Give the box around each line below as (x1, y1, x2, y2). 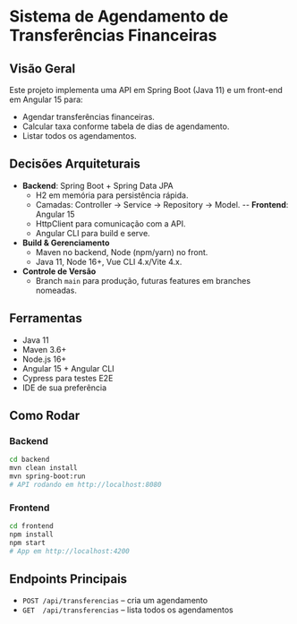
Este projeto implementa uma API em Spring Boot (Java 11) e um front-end (9, 85, 284, 95)
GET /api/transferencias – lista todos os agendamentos (21, 604, 234, 615)
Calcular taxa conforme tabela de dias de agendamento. (21, 121, 230, 132)
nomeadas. (35, 285, 78, 295)
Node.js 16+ (21, 354, 67, 364)
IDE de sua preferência (21, 382, 107, 393)
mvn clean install (9, 464, 78, 473)
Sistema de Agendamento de (9, 6, 229, 27)
